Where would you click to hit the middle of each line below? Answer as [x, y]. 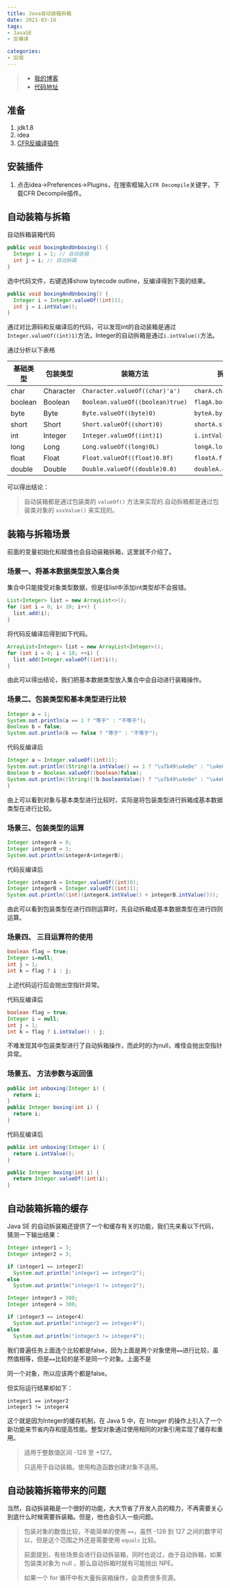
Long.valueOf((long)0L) [120, 447]
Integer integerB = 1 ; [39, 849]
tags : [15, 26]
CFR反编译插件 [38, 143]
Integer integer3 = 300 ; [42, 1298]
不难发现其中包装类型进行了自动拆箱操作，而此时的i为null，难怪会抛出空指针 [115, 1045]
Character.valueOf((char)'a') [131, 391]
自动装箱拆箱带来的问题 [56, 1490]
